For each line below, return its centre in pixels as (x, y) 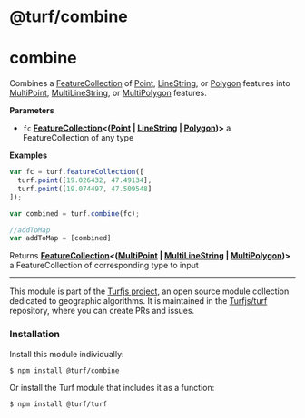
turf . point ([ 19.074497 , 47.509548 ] (85, 189)
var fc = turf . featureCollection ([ (77, 172)
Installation (35, 335)
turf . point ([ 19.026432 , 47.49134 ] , (85, 180)
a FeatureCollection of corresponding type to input (104, 266)
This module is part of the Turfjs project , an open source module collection (149, 291)
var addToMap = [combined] (60, 238)
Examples (29, 155)
